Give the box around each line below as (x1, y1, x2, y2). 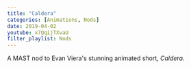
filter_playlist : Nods (7, 36, 72, 42)
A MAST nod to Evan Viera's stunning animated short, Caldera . (7, 54, 185, 62)
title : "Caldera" (7, 10, 57, 17)
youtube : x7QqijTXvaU (7, 29, 69, 36)
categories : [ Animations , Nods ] (7, 16, 99, 23)
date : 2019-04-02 (7, 23, 57, 29)
